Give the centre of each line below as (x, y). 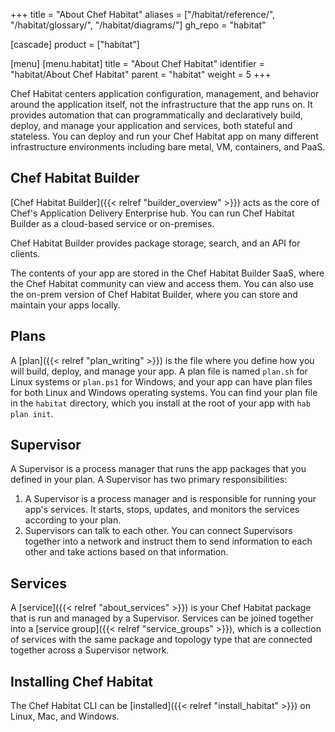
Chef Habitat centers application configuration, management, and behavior (165, 93)
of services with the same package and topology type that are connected (161, 640)
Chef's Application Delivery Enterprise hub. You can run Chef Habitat (152, 213)
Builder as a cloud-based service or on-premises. (112, 223)
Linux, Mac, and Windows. (65, 716)
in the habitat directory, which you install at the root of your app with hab (160, 403)
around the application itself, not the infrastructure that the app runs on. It (161, 104)
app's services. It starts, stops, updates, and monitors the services (162, 510)
